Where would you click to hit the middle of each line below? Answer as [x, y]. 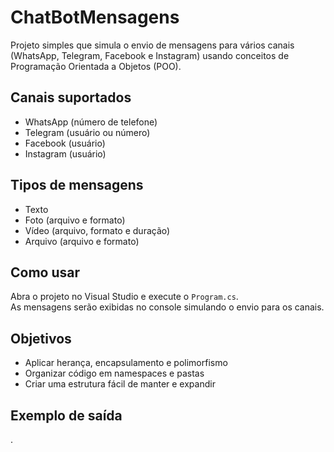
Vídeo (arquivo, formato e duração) [97, 230]
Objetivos [41, 338]
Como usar [45, 272]
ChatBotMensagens [95, 17]
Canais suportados [71, 97]
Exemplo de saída [66, 415]
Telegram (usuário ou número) [87, 132]
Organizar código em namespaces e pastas [114, 373]
